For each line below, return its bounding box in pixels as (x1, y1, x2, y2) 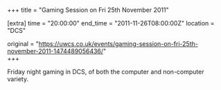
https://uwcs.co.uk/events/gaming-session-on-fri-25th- (38, 40, 199, 47)
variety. (7, 75, 29, 83)
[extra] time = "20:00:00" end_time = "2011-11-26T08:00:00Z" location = (7, 19, 215, 27)
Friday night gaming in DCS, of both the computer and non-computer (7, 68, 204, 76)
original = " (7, 40, 39, 47)
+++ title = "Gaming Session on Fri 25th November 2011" (7, 6, 169, 14)
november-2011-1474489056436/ (7, 47, 104, 55)
